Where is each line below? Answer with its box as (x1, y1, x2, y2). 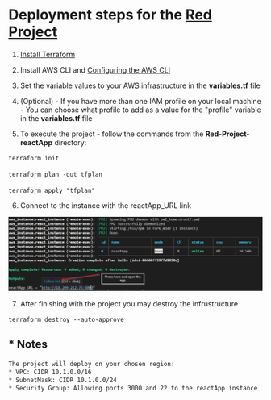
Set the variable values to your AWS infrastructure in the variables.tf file (19, 81, 261, 90)
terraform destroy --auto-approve (8, 316, 125, 324)
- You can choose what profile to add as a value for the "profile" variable (19, 105, 261, 115)
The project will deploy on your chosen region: (8, 360, 175, 368)
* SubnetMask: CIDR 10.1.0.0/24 (8, 376, 117, 384)
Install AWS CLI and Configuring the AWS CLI (19, 65, 171, 74)
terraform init (8, 154, 60, 162)
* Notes (8, 337, 48, 352)
